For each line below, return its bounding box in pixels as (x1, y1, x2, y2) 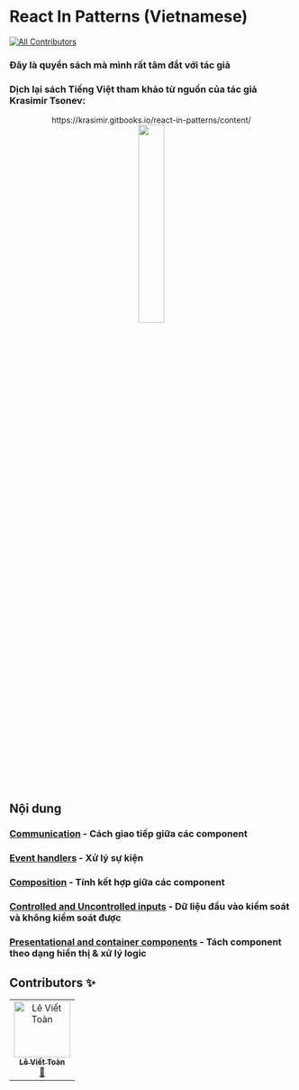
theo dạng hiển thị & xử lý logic (9, 947, 147, 960)
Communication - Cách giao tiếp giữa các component (9, 827, 248, 840)
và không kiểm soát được (9, 911, 122, 924)
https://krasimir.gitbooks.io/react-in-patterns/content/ (50, 115, 252, 125)
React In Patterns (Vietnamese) (9, 6, 249, 27)
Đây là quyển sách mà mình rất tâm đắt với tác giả (9, 59, 231, 71)
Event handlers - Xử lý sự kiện (9, 852, 144, 864)
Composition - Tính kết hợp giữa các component (9, 876, 225, 889)
